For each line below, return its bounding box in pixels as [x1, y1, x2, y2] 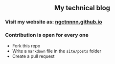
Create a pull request [12, 53, 55, 59]
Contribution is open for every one [5, 32, 89, 39]
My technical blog [54, 4, 111, 12]
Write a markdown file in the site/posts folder [12, 48, 102, 54]
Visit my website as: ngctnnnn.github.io [5, 19, 103, 25]
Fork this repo [12, 43, 41, 48]
